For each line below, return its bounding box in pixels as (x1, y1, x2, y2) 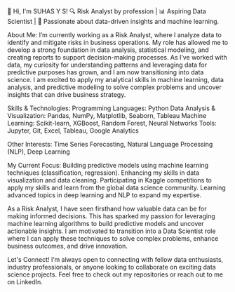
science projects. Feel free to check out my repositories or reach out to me (7, 270, 223, 279)
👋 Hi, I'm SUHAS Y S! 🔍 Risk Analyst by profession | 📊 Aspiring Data (7, 7, 207, 15)
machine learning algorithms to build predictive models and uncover (7, 220, 204, 227)
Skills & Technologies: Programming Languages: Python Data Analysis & (7, 104, 216, 112)
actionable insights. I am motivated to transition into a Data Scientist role (7, 227, 216, 235)
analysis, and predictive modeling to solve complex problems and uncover (7, 83, 222, 91)
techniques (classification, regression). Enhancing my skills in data (7, 168, 200, 177)
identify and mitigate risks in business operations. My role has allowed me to (7, 39, 229, 46)
